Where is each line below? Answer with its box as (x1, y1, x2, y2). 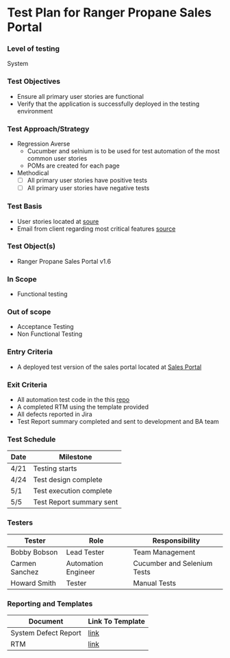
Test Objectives (7, 77, 60, 87)
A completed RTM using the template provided (16, 402, 149, 411)
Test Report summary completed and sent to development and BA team (16, 417, 219, 425)
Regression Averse (16, 139, 71, 148)
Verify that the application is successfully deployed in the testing (16, 100, 200, 108)
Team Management (133, 547, 196, 557)
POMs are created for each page (27, 161, 120, 170)
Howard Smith (10, 578, 56, 588)
